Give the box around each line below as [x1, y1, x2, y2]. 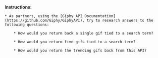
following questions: [4, 22, 50, 27]
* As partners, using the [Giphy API [4, 14, 83, 19]
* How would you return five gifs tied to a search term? [13, 39, 136, 44]
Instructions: [4, 4, 32, 10]
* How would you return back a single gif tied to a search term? [13, 31, 154, 36]
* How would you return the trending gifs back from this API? [13, 48, 147, 53]
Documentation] [84, 14, 116, 19]
